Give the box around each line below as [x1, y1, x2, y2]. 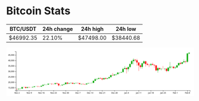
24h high [80, 26, 104, 33]
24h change [42, 26, 73, 33]
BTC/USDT [10, 26, 37, 33]
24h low [115, 26, 136, 33]
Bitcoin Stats [6, 4, 71, 18]
